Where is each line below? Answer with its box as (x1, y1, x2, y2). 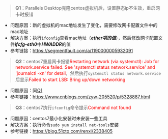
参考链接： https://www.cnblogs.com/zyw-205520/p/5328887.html (10, 94, 150, 100)
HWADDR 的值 (41, 41, 71, 47)
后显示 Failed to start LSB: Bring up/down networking (15, 76, 126, 82)
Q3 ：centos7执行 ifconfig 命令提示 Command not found (15, 104, 131, 110)
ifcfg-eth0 (14, 41, 37, 47)
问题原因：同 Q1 (10, 88, 43, 93)
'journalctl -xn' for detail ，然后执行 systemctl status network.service (15, 70, 161, 76)
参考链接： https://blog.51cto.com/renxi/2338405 (10, 128, 113, 134)
